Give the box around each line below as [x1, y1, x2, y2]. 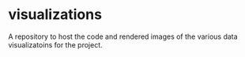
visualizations [8, 6, 103, 24]
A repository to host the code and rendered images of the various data [8, 32, 239, 41]
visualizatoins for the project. [8, 40, 103, 49]
